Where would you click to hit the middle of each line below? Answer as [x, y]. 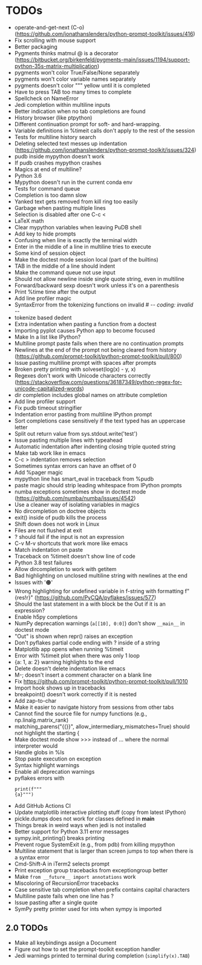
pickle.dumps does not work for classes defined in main [84, 818]
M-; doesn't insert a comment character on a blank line [83, 675]
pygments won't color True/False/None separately [77, 72]
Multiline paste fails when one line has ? [64, 896]
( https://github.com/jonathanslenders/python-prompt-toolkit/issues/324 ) [105, 150]
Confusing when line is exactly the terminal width [76, 240]
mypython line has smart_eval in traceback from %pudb [84, 479]
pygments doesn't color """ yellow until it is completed [82, 85]
